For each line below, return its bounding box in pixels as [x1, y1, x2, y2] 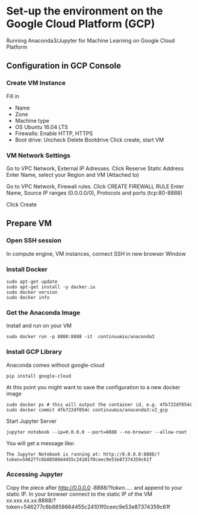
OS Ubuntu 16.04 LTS [14, 123, 68, 131]
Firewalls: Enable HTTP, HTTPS [14, 129, 93, 137]
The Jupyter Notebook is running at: [6, 451, 101, 457]
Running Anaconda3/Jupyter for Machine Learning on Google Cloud [6, 37, 175, 44]
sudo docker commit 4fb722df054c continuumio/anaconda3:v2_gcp [6, 407, 169, 413]
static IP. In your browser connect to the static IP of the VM [6, 490, 152, 498]
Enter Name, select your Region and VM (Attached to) [6, 171, 140, 178]
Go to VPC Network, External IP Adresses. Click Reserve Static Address [6, 164, 184, 172]
